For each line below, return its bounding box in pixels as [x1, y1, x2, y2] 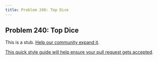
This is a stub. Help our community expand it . [5, 39, 100, 45]
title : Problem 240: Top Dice [5, 7, 69, 13]
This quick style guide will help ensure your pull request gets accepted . [5, 49, 154, 55]
